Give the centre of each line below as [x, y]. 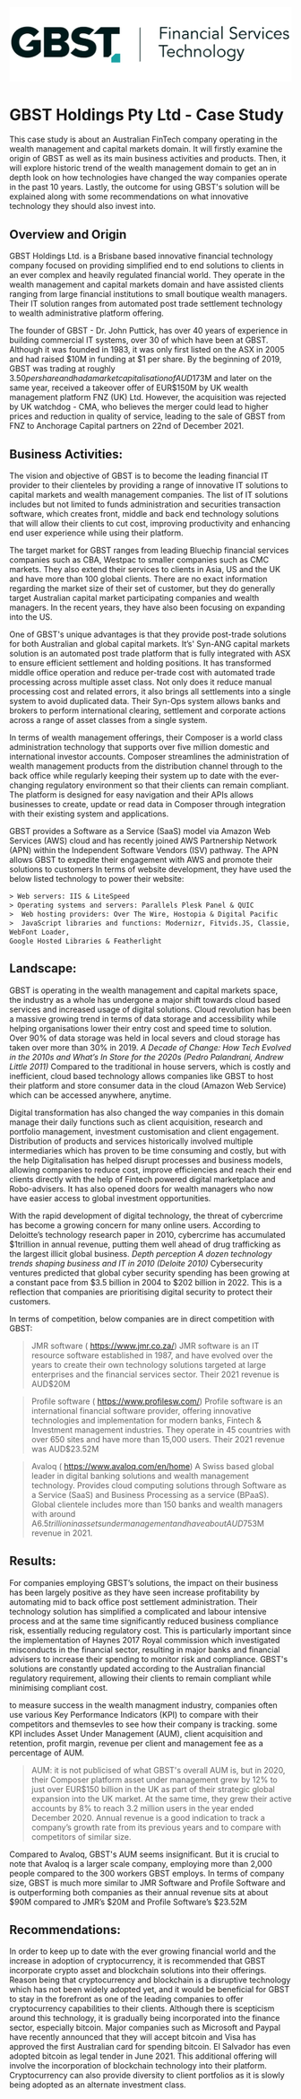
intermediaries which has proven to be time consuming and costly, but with [148, 1150]
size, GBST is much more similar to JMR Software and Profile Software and [147, 1883]
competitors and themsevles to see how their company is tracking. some [143, 1724]
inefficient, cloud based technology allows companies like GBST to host [142, 1076]
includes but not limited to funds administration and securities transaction [145, 504]
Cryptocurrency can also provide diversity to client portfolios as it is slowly [147, 2076]
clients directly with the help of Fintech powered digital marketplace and [142, 1179]
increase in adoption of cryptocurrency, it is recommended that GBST [138, 1961]
